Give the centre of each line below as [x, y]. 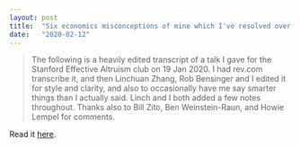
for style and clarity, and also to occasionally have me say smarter [154, 88]
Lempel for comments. [73, 117]
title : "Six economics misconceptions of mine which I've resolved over [150, 26]
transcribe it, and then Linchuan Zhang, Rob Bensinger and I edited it [159, 79]
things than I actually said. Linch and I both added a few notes [146, 98]
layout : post [34, 17]
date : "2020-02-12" [50, 34]
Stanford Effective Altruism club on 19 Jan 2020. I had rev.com [147, 69]
